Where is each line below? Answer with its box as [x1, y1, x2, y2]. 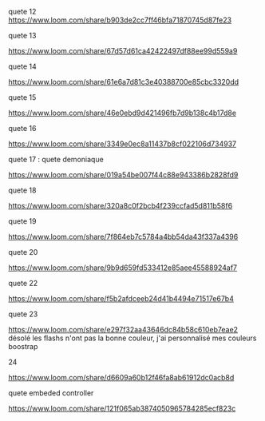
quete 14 [8, 62, 38, 71]
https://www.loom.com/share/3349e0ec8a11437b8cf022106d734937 [8, 139, 237, 149]
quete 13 [8, 31, 37, 40]
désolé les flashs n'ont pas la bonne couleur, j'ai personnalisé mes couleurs [8, 333, 257, 343]
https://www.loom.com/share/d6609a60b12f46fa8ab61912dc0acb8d [8, 373, 235, 382]
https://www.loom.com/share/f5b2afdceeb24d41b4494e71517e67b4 [8, 294, 234, 303]
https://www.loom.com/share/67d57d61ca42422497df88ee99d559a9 [8, 46, 238, 55]
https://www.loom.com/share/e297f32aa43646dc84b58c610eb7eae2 [8, 325, 238, 334]
